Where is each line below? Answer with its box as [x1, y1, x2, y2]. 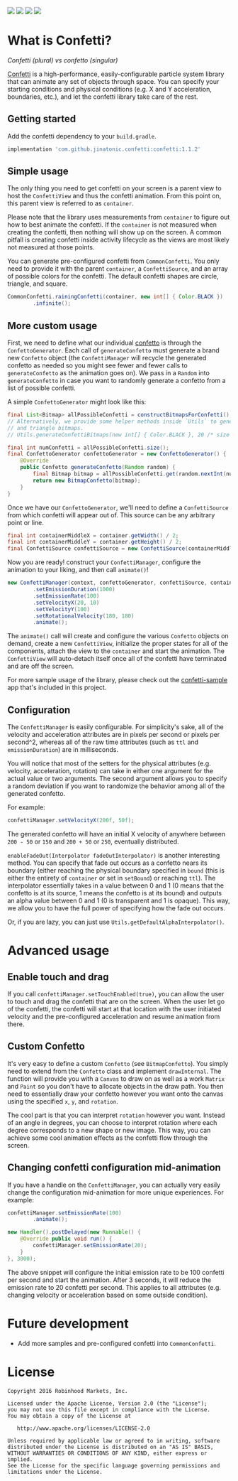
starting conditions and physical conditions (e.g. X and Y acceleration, [7, 85, 212, 93]
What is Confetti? [7, 33, 112, 49]
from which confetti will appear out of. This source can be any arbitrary [7, 510, 215, 519]
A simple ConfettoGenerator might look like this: [7, 398, 147, 406]
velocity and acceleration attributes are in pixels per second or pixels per [7, 731, 220, 739]
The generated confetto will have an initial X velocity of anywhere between [7, 829, 226, 838]
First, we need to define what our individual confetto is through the [7, 338, 202, 347]
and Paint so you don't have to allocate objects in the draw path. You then [7, 1082, 224, 1090]
